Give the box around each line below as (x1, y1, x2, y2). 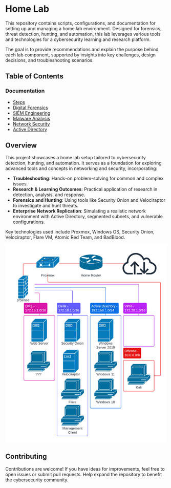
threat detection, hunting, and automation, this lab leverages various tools (5, 31, 161, 37)
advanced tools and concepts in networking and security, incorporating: (5, 165, 158, 172)
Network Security (12, 121, 50, 127)
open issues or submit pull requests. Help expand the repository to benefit (5, 471, 162, 477)
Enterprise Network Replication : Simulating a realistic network (12, 208, 146, 214)
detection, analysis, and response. (12, 192, 85, 198)
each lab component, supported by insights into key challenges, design (5, 52, 156, 58)
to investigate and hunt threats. (12, 203, 79, 209)
